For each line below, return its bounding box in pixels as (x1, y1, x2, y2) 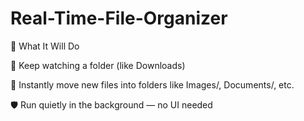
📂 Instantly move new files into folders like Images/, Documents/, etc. (10, 78, 295, 91)
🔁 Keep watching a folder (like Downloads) (10, 59, 186, 71)
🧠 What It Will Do (10, 40, 80, 52)
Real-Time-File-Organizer (10, 7, 228, 30)
